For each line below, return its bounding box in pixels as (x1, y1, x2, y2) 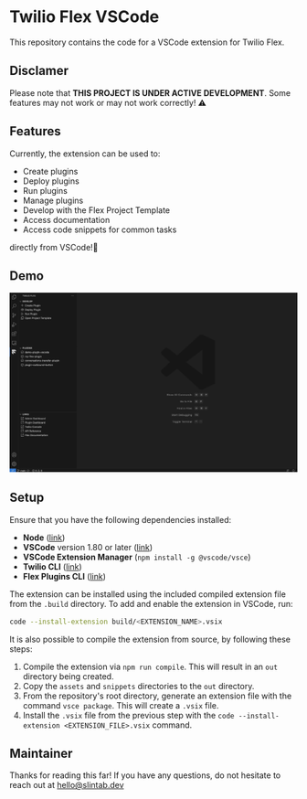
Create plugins (22, 165, 79, 176)
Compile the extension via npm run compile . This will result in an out (22, 661, 279, 672)
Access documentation (22, 214, 111, 225)
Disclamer (9, 63, 69, 79)
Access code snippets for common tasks (22, 224, 177, 235)
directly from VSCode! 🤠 (9, 241, 99, 252)
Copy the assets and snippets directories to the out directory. (22, 680, 255, 691)
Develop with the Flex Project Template (22, 204, 171, 216)
